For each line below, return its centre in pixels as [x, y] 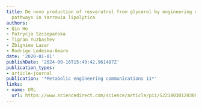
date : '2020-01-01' [31, 56]
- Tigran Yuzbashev [31, 40]
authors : [17, 23]
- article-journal [29, 73]
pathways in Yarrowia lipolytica [54, 17]
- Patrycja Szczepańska [36, 34]
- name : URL [21, 90]
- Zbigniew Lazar [28, 46]
